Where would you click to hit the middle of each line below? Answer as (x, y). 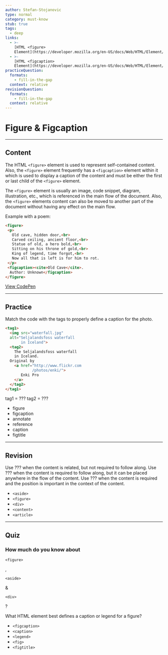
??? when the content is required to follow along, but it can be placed (76, 473)
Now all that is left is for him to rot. (55, 258)
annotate (21, 419)
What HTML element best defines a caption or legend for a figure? (73, 616)
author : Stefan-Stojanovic (33, 10)
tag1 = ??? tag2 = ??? (27, 399)
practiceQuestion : (24, 71)
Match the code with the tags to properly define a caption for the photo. (79, 319)
